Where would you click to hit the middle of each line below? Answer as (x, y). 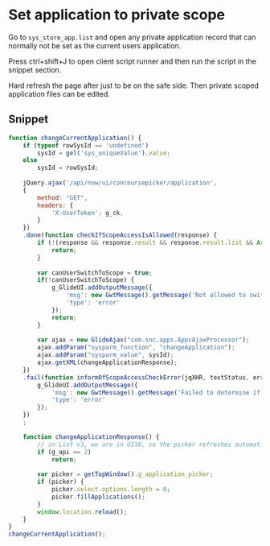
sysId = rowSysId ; (68, 168)
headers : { (55, 205)
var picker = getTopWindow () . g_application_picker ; (126, 474)
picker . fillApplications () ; (98, 497)
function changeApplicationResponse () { (91, 436)
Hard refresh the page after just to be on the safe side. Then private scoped (134, 85)
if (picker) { (61, 482)
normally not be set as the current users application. (95, 45)
